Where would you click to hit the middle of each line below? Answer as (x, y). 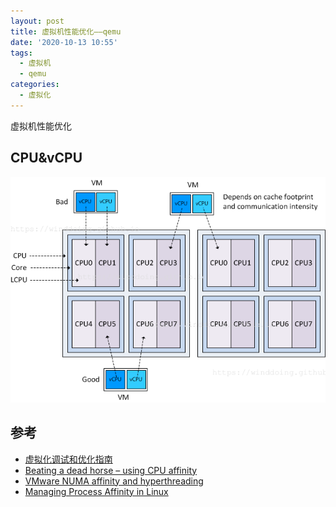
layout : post (37, 21)
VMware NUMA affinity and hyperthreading (114, 481)
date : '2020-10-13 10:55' (64, 42)
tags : (21, 53)
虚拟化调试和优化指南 (68, 459)
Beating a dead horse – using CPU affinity (111, 470)
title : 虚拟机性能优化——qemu (66, 31)
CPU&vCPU (46, 158)
